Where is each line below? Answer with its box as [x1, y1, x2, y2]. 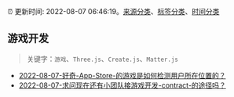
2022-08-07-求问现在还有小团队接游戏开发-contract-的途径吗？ [18, 81, 227, 90]
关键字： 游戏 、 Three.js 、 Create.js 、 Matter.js [26, 54, 178, 63]
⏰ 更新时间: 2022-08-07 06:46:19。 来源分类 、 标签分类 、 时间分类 [7, 7, 220, 16]
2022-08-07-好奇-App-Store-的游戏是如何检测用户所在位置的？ [18, 70, 226, 80]
